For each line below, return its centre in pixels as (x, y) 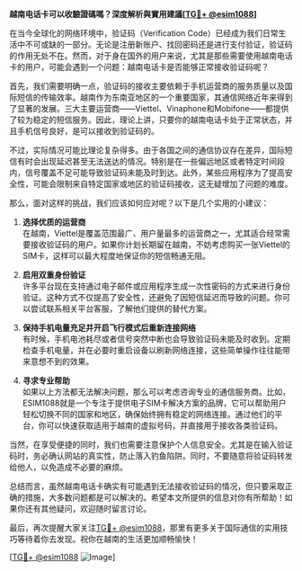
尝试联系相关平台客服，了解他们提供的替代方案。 (121, 308)
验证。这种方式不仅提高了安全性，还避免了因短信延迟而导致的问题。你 (152, 297)
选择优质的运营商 (54, 222)
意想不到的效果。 (62, 361)
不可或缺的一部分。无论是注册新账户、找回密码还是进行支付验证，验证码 (159, 45)
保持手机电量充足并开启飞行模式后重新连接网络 (109, 328)
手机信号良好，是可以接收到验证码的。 (88, 131)
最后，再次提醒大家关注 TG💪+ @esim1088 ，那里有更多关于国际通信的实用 (145, 528)
